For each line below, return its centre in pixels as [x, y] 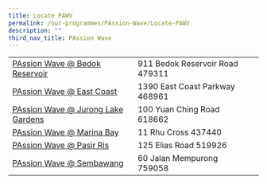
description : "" [35, 30]
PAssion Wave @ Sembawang [68, 163]
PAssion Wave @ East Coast [65, 92]
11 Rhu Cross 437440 [180, 132]
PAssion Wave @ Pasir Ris [61, 146]
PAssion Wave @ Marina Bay [66, 132]
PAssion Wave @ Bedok [56, 64]
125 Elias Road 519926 [183, 146]
